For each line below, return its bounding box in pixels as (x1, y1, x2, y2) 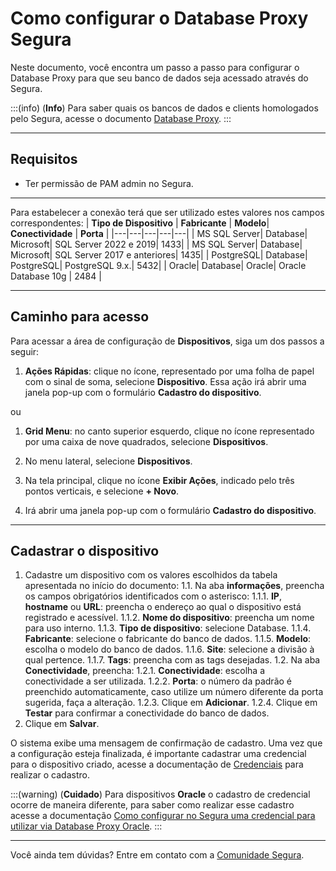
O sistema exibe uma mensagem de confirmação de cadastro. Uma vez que (10, 737, 323, 749)
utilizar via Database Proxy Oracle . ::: (10, 820, 163, 832)
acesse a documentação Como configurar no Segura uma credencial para (10, 810, 316, 822)
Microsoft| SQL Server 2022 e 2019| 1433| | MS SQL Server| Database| (10, 238, 303, 250)
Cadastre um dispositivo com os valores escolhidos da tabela (24, 569, 278, 581)
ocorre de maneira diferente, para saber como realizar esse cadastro (10, 799, 295, 811)
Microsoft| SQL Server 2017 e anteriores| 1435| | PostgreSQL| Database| (10, 248, 308, 261)
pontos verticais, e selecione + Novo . (24, 485, 180, 497)
